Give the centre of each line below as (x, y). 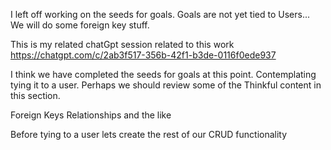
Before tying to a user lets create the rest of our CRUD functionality (149, 134)
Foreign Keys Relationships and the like (91, 115)
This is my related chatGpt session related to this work (122, 44)
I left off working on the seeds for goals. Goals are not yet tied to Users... (160, 14)
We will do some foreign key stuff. (80, 25)
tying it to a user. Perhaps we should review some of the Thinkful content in (166, 85)
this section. (35, 95)
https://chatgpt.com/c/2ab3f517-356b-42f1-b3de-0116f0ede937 (143, 55)
